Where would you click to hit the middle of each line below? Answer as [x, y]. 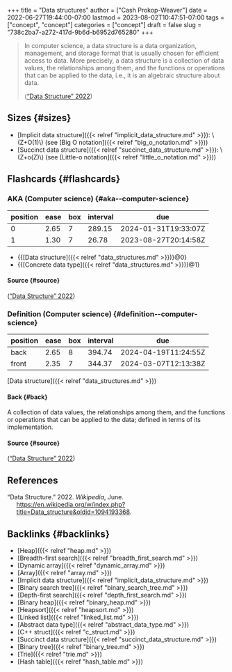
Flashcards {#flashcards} [64, 179]
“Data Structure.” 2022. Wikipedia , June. [65, 497]
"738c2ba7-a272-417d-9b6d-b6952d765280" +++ [81, 32]
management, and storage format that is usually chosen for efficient [122, 53]
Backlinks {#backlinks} [58, 534]
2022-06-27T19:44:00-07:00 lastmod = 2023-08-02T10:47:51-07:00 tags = [116, 17]
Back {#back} [27, 397]
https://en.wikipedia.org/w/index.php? [71, 505]
